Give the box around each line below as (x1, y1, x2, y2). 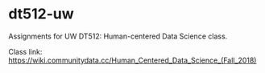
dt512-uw (8, 5, 74, 23)
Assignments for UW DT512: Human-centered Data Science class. (8, 31, 228, 41)
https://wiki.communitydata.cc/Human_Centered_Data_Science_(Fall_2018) (8, 55, 257, 65)
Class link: (8, 47, 43, 56)
